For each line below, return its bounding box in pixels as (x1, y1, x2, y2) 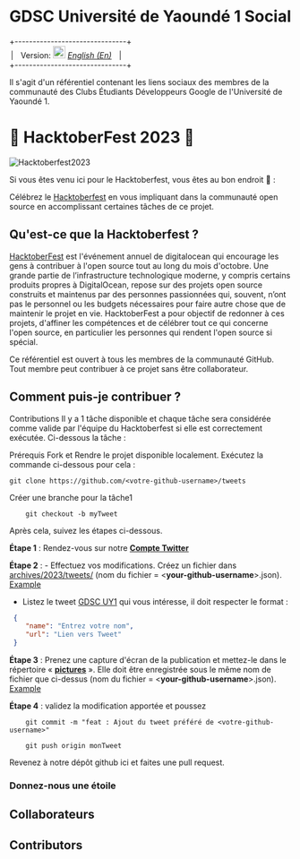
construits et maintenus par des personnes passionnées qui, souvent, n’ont (9, 288, 287, 299)
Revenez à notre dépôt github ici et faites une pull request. (9, 757, 226, 768)
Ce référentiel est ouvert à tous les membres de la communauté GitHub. (9, 354, 275, 365)
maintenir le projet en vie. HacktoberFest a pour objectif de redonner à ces (9, 307, 285, 319)
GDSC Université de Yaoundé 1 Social (9, 6, 292, 27)
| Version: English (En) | (10, 49, 123, 60)
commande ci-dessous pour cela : (9, 459, 136, 469)
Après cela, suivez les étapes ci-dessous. (9, 525, 163, 536)
